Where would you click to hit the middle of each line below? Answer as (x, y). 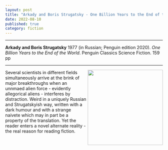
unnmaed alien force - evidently (38, 89)
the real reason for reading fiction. (40, 131)
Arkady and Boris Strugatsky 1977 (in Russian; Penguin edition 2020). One (83, 48)
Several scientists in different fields (41, 73)
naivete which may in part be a (37, 115)
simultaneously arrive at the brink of (42, 78)
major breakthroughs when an (36, 83)
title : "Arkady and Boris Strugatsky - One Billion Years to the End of (82, 15)
